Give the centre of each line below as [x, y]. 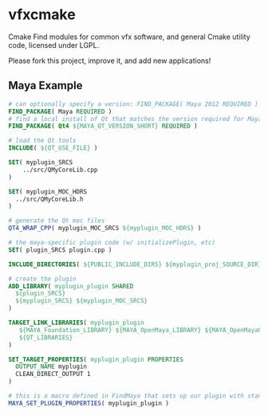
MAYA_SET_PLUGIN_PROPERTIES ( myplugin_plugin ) [89, 403]
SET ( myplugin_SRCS [41, 162]
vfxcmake [42, 15]
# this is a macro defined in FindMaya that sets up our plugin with [126, 396]
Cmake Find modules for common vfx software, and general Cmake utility [129, 37]
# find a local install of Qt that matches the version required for [126, 119]
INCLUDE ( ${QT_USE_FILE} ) [53, 148]
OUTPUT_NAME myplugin [51, 367]
